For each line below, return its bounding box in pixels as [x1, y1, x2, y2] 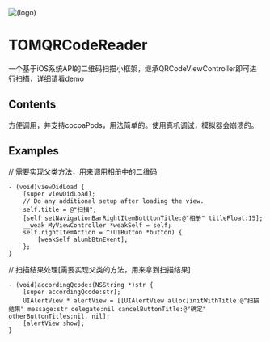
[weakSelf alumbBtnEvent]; [37, 235, 129, 243]
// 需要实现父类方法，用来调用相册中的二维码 [8, 167, 158, 176]
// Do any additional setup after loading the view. [23, 196, 205, 205]
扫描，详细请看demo [15, 74, 85, 83]
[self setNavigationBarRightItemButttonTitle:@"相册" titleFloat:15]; [23, 214, 264, 222]
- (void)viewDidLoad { [8, 183, 85, 191]
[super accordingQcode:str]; [23, 288, 121, 296]
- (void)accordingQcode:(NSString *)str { [8, 281, 154, 289]
